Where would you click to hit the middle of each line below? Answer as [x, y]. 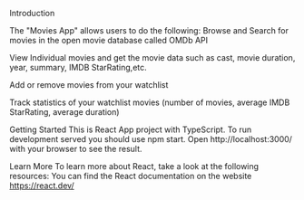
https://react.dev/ [42, 186]
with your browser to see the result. [76, 149]
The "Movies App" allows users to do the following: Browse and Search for [149, 30]
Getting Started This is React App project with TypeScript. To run [131, 129]
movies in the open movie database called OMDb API [109, 40]
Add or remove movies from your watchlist [89, 85]
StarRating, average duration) [64, 112]
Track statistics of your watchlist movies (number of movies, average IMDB [150, 102]
